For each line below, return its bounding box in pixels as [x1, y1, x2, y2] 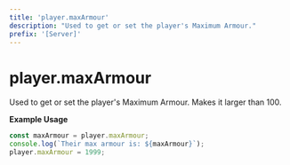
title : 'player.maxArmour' [9, 12, 109, 22]
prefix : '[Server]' [9, 29, 82, 38]
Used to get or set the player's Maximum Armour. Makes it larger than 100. [9, 97, 282, 107]
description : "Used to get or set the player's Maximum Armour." [9, 21, 256, 30]
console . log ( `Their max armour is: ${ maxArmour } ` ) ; [9, 139, 205, 149]
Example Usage [9, 114, 68, 125]
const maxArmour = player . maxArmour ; [9, 131, 149, 140]
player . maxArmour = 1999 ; [9, 148, 105, 157]
